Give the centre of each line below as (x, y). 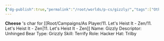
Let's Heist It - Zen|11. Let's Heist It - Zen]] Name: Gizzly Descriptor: (73, 28)
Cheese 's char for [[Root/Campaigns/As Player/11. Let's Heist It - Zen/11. (79, 23)
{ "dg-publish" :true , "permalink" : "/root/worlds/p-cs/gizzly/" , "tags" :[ (78, 9)
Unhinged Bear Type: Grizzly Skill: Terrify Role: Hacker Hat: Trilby (71, 33)
